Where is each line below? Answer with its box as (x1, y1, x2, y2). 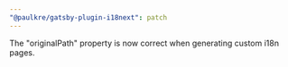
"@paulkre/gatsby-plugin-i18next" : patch (9, 13, 168, 22)
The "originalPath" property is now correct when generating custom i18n (9, 38, 280, 48)
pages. (9, 46, 35, 58)
